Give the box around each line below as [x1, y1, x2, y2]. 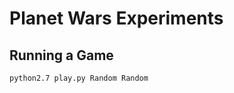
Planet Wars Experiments [9, 7, 224, 30]
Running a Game [9, 47, 114, 64]
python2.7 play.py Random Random [9, 73, 149, 83]
